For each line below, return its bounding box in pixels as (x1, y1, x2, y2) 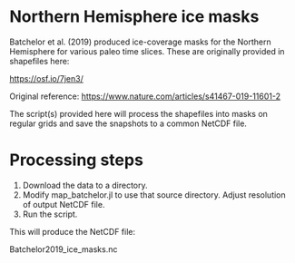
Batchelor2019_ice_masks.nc (9, 243, 118, 255)
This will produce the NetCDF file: (9, 226, 136, 237)
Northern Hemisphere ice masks (9, 6, 260, 27)
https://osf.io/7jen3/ (9, 73, 84, 83)
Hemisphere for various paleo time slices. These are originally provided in (9, 45, 285, 56)
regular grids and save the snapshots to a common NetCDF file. (9, 118, 248, 129)
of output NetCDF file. (22, 199, 105, 209)
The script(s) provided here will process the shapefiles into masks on (9, 108, 268, 119)
